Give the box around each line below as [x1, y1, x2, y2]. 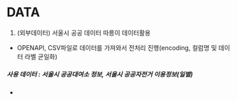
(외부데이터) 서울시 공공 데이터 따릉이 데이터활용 [16, 28, 151, 37]
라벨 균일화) [24, 52, 58, 61]
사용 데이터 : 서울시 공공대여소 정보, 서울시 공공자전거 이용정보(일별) [6, 70, 193, 78]
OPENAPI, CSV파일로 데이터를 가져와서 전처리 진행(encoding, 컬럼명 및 [16, 43, 217, 52]
